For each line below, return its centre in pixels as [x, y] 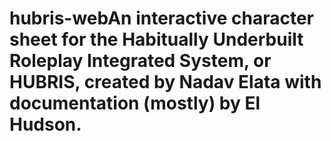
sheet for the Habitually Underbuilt [156, 39]
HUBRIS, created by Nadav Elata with [165, 82]
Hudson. [45, 124]
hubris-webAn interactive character [162, 18]
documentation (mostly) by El [135, 103]
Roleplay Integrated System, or [140, 61]
